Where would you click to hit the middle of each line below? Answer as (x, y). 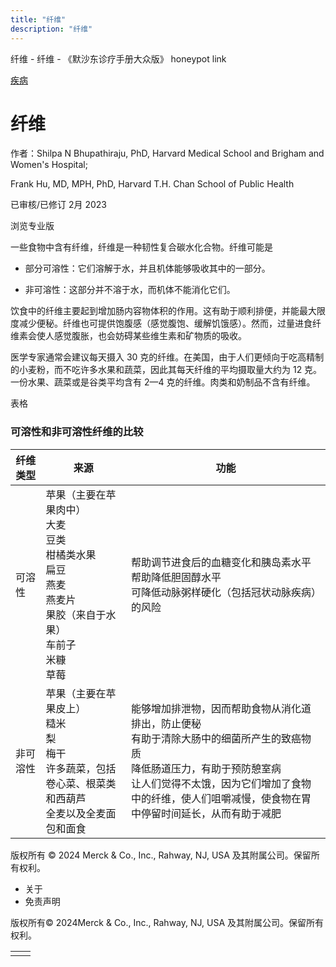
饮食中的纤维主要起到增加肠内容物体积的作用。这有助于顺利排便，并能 (155, 311)
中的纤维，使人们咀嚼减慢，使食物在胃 (221, 798)
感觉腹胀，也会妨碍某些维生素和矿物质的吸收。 (150, 336)
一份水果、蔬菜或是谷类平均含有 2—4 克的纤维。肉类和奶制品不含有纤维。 (163, 382)
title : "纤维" (38, 19)
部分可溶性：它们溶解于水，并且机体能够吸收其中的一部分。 (147, 268)
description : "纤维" (51, 29)
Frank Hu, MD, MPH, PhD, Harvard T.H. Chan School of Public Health (152, 184)
